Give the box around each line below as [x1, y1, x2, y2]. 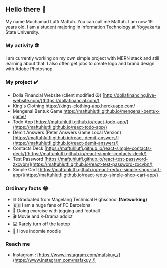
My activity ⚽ [5, 42, 39, 49]
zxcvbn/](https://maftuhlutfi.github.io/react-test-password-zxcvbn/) [12, 161, 153, 167]
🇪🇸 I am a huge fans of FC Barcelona [12, 202, 91, 208]
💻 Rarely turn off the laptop [12, 221, 70, 227]
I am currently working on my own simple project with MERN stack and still [5, 55, 159, 61]
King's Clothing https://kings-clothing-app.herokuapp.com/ [12, 103, 135, 109]
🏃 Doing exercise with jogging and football [12, 207, 100, 214]
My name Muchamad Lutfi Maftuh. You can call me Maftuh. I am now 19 [5, 18, 153, 24]
